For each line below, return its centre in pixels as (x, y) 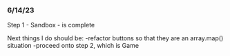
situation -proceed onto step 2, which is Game (73, 46)
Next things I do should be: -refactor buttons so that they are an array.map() (115, 38)
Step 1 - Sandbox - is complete (51, 25)
